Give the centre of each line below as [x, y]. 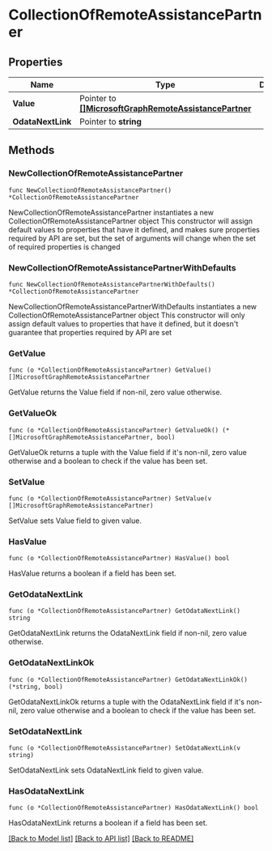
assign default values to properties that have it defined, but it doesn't [123, 323]
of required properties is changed [64, 247]
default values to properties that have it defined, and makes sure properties [134, 229]
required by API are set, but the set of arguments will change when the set [132, 238]
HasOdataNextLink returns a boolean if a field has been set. [108, 823]
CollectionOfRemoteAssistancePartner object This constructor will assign [131, 221]
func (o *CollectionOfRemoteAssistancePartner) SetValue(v [110, 498]
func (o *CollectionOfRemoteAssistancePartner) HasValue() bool [119, 559]
